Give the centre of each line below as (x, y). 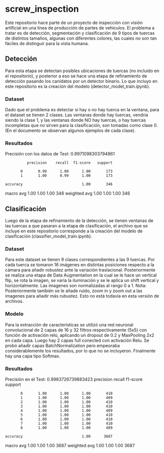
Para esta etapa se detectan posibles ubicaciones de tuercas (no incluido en (82, 71)
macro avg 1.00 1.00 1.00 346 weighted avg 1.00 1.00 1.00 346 (68, 193)
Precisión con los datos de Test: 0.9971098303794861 (60, 154)
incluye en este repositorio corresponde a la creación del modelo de (74, 231)
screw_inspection (42, 9)
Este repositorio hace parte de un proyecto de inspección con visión (74, 23)
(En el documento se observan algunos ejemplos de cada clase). (70, 130)
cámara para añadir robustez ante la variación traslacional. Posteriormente (80, 270)
